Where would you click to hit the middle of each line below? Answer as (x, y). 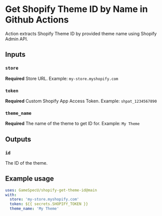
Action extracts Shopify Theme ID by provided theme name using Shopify (81, 33)
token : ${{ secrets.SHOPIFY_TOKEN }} (49, 204)
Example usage (29, 179)
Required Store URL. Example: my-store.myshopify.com (62, 78)
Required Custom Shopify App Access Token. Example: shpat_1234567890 (81, 101)
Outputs (18, 139)
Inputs (15, 55)
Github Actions (37, 20)
